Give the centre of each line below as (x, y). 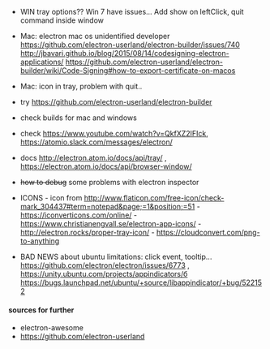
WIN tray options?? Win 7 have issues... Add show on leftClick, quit (132, 12)
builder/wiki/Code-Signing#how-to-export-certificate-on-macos (128, 71)
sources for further (41, 310)
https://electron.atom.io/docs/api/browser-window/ (106, 166)
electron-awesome (51, 328)
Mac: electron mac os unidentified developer (95, 36)
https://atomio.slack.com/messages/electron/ (96, 142)
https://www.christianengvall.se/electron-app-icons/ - (111, 224)
